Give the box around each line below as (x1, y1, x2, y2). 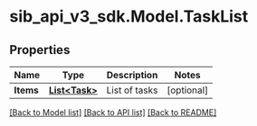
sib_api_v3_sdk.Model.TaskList (9, 6, 249, 27)
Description (106, 69, 158, 81)
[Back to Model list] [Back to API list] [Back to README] (9, 107, 217, 118)
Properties (9, 42, 71, 58)
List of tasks (106, 84, 158, 96)
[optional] (167, 84, 209, 96)
